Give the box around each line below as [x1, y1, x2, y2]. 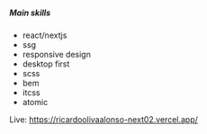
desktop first [22, 58, 70, 69]
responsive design [22, 49, 92, 59]
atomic [22, 96, 49, 107]
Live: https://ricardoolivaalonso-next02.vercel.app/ [9, 113, 198, 125]
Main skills [9, 7, 51, 18]
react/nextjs [22, 30, 67, 40]
